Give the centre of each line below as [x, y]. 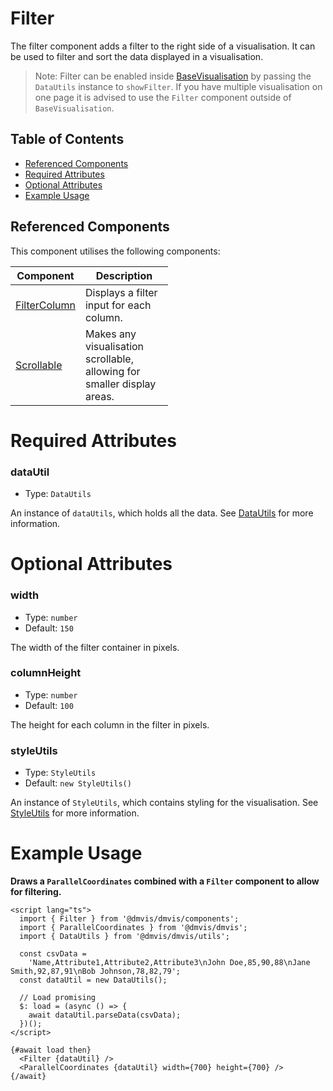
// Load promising [58, 998]
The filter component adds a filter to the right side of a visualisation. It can [163, 46]
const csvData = [53, 954]
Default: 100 [49, 705]
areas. [99, 396]
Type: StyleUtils [60, 773]
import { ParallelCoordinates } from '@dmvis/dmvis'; [133, 928]
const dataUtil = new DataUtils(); [93, 980]
